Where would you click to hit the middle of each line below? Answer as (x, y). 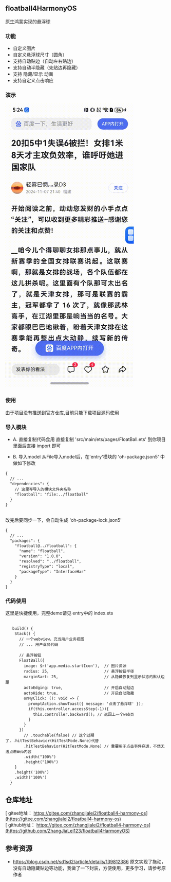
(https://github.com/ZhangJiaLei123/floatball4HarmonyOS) (68, 831)
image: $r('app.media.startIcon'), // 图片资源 (75, 666)
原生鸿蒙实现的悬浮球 (28, 21)
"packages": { (25, 541)
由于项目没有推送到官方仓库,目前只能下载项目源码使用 (62, 412)
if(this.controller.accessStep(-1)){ (69, 709)
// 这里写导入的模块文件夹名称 (43, 489)
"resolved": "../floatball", (50, 561)
